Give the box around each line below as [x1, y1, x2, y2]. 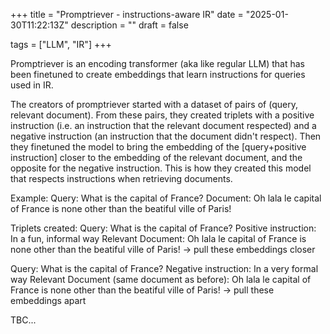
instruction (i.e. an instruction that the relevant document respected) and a [10, 120, 317, 131]
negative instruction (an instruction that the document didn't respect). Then [10, 130, 322, 142]
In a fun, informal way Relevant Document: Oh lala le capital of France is [10, 233, 307, 244]
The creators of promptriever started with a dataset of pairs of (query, [10, 99, 298, 110]
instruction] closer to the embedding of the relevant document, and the [10, 152, 303, 163]
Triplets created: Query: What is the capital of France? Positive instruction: [10, 222, 317, 234]
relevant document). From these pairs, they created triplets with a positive [10, 109, 315, 121]
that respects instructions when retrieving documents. [10, 173, 233, 184]
